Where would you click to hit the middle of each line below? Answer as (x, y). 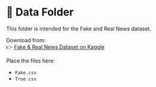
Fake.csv (26, 73)
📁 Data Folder (40, 12)
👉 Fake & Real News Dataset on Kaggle (55, 46)
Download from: (26, 40)
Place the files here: (31, 60)
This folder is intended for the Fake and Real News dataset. (79, 29)
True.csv (26, 79)
